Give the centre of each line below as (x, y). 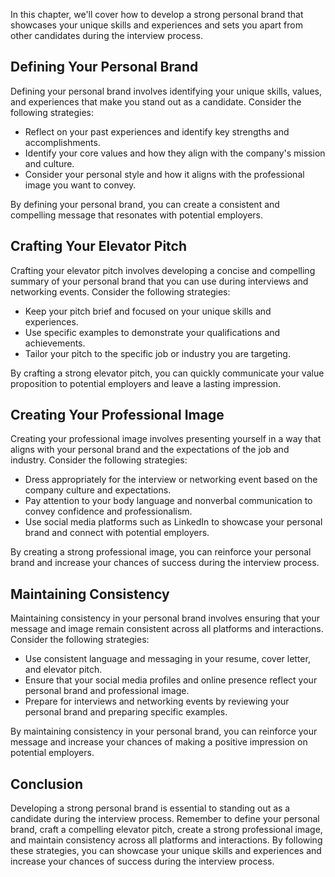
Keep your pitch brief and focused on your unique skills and (148, 311)
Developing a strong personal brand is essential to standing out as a (150, 808)
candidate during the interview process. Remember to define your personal (165, 819)
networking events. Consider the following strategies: (120, 291)
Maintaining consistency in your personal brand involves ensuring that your (165, 618)
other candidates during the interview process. (106, 35)
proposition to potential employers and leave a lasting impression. (146, 383)
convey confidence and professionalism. (108, 511)
